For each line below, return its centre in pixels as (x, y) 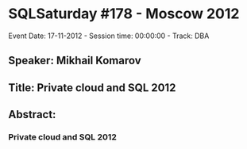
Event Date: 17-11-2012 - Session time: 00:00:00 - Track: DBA (109, 36)
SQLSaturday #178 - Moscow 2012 (124, 14)
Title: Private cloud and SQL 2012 (92, 88)
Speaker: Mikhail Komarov (75, 61)
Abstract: (32, 115)
